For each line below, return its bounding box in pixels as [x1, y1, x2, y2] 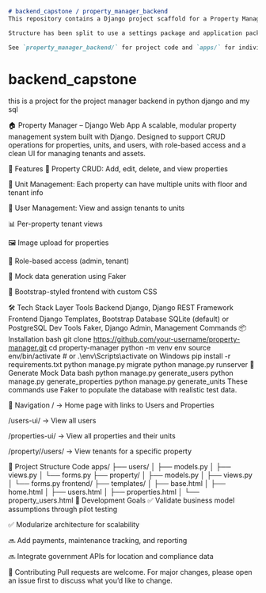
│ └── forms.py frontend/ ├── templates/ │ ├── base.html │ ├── [8, 479, 226, 488]
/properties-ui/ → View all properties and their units [8, 431, 176, 441]
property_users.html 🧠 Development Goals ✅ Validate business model [8, 495, 235, 505]
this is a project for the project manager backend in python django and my [8, 96, 250, 106]
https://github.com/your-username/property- [93, 335, 241, 344]
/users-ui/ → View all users [8, 416, 97, 426]
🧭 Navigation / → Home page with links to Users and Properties [8, 400, 215, 410]
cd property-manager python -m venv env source [48, 343, 211, 353]
